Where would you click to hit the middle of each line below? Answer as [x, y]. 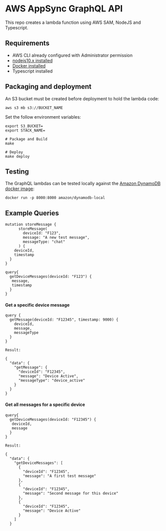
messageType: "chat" [44, 242]
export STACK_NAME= [25, 130]
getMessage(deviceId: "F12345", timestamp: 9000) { [64, 320]
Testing [17, 171]
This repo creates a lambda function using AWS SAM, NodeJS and [73, 22]
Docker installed [29, 66]
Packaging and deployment [48, 87]
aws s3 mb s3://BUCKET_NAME [34, 108]
